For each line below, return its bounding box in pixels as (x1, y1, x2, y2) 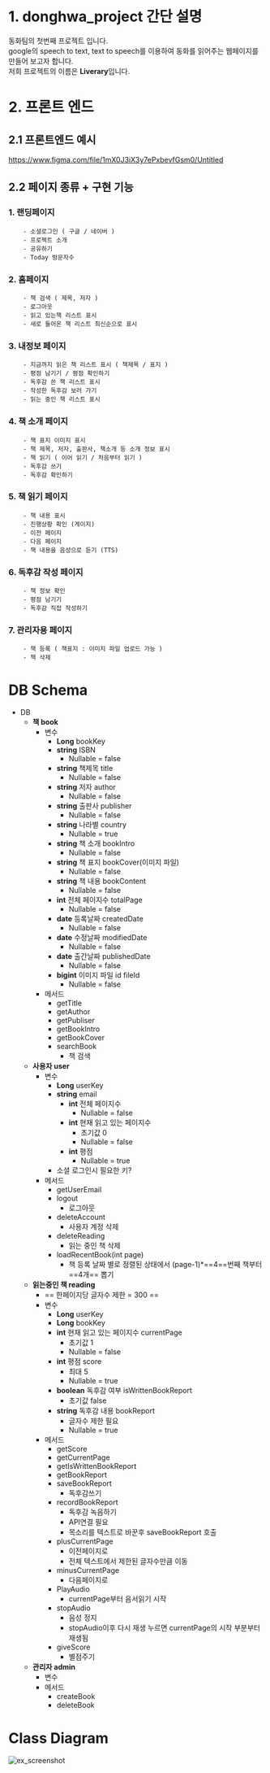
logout (56, 1193, 79, 1204)
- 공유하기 (23, 245, 53, 253)
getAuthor (56, 1007, 91, 1017)
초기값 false (68, 1396, 107, 1405)
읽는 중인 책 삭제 (68, 1241, 121, 1251)
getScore (56, 1444, 88, 1454)
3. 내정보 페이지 (8, 340, 66, 351)
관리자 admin (32, 1662, 75, 1672)
